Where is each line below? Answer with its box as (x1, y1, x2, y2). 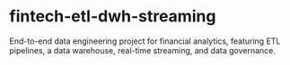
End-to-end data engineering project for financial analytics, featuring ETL (9, 36, 281, 46)
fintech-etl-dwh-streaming (9, 6, 216, 27)
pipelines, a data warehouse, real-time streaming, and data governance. (9, 45, 277, 55)
